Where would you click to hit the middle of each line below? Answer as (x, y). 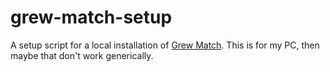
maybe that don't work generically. (82, 55)
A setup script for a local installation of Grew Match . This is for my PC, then (165, 45)
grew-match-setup (91, 17)
